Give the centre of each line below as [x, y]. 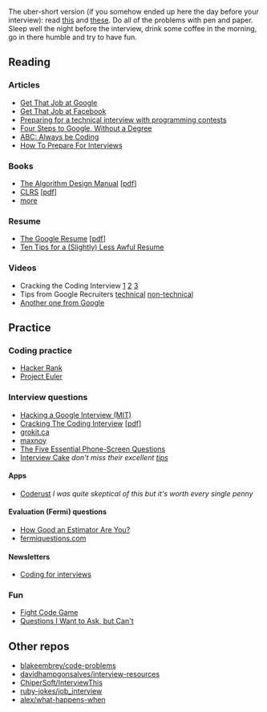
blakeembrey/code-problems [68, 665]
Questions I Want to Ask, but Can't [77, 621]
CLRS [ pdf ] [38, 192]
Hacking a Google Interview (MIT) [76, 415]
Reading [29, 62]
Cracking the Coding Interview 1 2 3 [79, 285]
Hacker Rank [41, 368]
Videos [22, 268]
